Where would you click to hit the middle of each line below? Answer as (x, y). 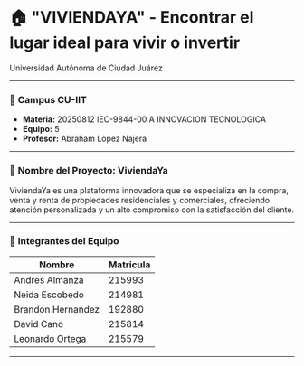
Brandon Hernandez (57, 309)
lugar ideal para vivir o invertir (125, 43)
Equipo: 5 (41, 129)
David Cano (38, 324)
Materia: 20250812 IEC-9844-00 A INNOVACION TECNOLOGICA (144, 119)
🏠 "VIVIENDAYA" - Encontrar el (132, 18)
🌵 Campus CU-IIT (48, 99)
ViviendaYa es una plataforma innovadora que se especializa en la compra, (149, 190)
